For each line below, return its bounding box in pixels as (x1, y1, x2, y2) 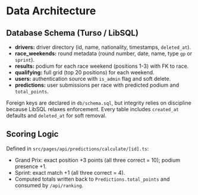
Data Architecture (6, 4, 96, 18)
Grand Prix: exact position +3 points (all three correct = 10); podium (14, 156, 180, 163)
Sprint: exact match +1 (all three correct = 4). (14, 169, 125, 176)
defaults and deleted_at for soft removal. (6, 112, 107, 119)
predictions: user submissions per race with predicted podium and (14, 81, 180, 89)
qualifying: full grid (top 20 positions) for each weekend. (14, 69, 155, 76)
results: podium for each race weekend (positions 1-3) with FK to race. (14, 62, 189, 70)
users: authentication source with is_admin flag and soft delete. (14, 76, 171, 82)
